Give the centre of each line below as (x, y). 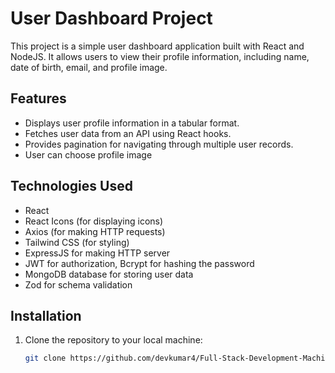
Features (38, 98)
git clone (45, 358)
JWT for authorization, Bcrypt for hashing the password (139, 263)
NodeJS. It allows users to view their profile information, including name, (160, 56)
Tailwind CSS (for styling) (77, 242)
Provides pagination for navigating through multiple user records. (159, 144)
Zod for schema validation (78, 284)
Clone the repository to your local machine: (113, 340)
